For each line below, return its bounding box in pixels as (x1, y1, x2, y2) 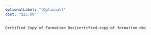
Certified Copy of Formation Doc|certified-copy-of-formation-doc (5, 25, 146, 30)
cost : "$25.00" (5, 12, 37, 17)
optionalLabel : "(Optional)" (5, 7, 66, 12)
